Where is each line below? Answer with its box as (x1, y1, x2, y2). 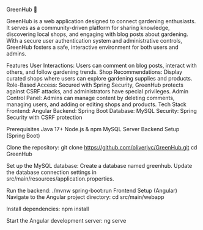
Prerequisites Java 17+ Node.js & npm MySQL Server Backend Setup (6, 126, 180, 132)
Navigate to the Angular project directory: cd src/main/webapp (6, 193, 164, 201)
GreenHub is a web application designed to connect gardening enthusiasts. (6, 18, 196, 24)
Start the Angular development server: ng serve (6, 217, 127, 224)
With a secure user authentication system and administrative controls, (6, 37, 182, 44)
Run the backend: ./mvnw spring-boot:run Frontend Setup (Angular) (6, 187, 177, 194)
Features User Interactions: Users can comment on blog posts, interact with (6, 62, 197, 69)
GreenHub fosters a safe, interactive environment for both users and (6, 43, 179, 51)
